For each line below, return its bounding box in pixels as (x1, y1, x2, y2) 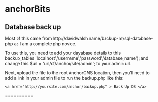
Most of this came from (5, 35, 52, 41)
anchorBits (5, 3, 51, 15)
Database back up (5, 23, 61, 31)
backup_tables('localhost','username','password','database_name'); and (5, 55, 149, 61)
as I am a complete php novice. (14, 41, 77, 47)
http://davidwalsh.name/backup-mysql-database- (53, 35, 153, 41)
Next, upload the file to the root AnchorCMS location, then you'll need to (5, 70, 150, 76)
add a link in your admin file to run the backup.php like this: (5, 75, 123, 81)
